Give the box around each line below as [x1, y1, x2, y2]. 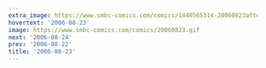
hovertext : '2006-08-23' [8, 19, 90, 27]
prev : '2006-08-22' [8, 41, 73, 48]
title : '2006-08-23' [8, 48, 77, 55]
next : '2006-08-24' [8, 33, 73, 41]
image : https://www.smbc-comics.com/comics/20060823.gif [8, 26, 200, 34]
